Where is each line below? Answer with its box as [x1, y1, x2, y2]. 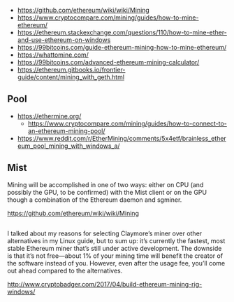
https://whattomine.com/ [17, 50, 89, 59]
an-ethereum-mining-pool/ [27, 126, 105, 135]
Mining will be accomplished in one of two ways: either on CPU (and [7, 180, 204, 188]
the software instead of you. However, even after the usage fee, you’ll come [7, 259, 226, 268]
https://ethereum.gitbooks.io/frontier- [17, 66, 126, 74]
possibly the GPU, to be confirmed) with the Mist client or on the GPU [7, 188, 207, 196]
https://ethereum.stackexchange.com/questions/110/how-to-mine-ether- [17, 28, 227, 36]
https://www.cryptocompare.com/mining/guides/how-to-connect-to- [27, 119, 227, 128]
